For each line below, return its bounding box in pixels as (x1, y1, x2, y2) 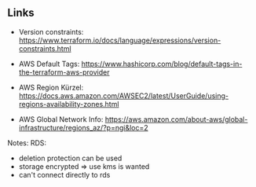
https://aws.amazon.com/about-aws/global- (104, 114, 248, 124)
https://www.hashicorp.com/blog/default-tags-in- (81, 59, 243, 68)
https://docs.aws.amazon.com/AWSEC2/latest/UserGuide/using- (18, 90, 229, 101)
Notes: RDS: (7, 137, 47, 148)
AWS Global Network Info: (18, 114, 104, 124)
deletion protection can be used (18, 153, 123, 163)
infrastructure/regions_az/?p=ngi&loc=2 (18, 123, 148, 132)
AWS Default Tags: (18, 59, 80, 68)
